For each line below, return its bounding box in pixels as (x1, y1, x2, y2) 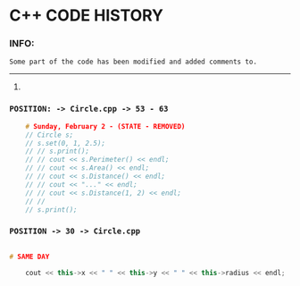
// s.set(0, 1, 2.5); (25, 139, 105, 147)
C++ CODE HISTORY (9, 5, 163, 26)
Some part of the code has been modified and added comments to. (9, 57, 257, 67)
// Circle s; (25, 130, 74, 139)
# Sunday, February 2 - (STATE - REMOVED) (25, 122, 186, 130)
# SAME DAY (9, 252, 50, 261)
